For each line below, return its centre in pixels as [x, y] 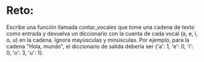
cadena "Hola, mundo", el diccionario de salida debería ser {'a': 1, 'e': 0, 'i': [100, 46]
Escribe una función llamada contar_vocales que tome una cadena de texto [100, 27]
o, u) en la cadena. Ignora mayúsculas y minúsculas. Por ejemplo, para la [98, 40]
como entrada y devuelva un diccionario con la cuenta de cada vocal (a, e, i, [102, 33]
